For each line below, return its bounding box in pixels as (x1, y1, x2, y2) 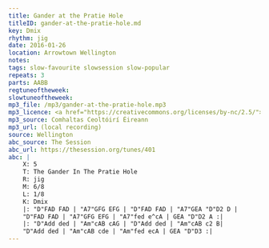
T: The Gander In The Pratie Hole (22, 168, 138, 176)
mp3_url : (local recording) (8, 123, 102, 131)
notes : (8, 57, 30, 65)
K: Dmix (22, 198, 48, 206)
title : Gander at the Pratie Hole (8, 11, 124, 20)
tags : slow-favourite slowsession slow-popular (8, 64, 171, 72)
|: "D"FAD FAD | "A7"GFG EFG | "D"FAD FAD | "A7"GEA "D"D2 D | (22, 205, 239, 213)
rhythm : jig (8, 34, 48, 42)
